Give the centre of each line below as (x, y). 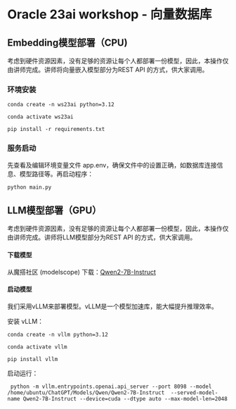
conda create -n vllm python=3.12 (58, 334)
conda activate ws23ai (40, 117)
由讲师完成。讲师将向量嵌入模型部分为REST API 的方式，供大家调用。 (108, 70)
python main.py (29, 187)
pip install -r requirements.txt (56, 130)
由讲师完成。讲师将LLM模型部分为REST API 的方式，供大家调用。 (102, 237)
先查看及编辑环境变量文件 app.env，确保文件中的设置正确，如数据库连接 (112, 165)
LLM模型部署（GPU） (54, 210)
